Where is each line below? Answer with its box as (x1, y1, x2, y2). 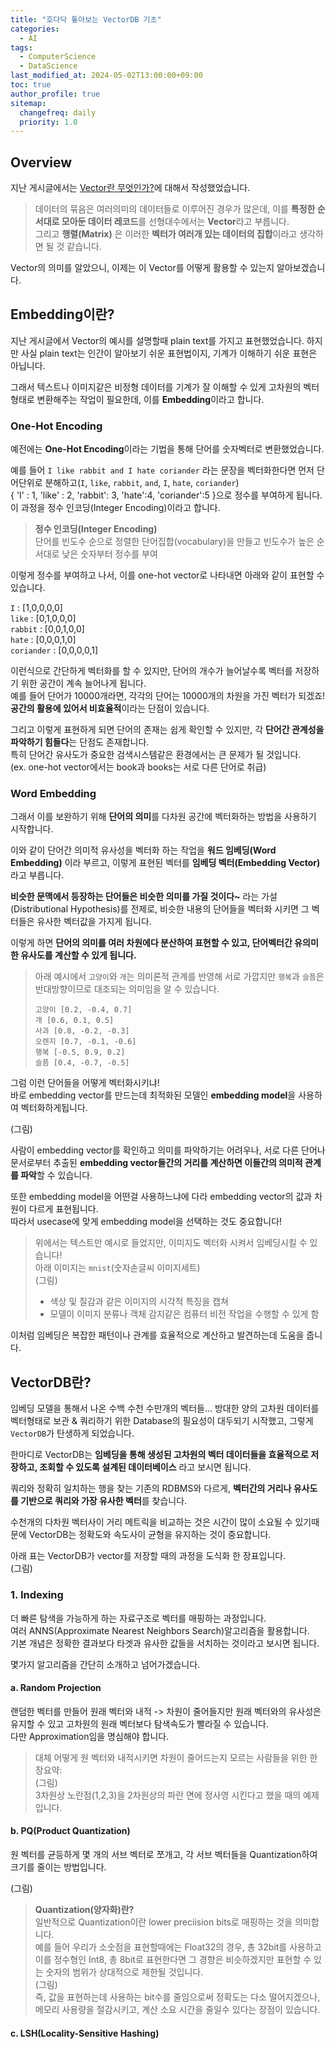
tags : (10, 42, 33, 53)
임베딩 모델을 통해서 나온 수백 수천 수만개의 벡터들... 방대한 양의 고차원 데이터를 (10, 1402, 320, 1415)
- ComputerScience (19, 52, 97, 62)
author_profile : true (10, 89, 101, 99)
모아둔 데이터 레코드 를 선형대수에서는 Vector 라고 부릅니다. (61, 216, 290, 228)
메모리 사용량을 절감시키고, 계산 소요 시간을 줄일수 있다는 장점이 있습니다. (34, 2003, 321, 2015)
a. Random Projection (10, 1682, 102, 1694)
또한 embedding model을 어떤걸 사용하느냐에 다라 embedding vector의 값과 (10, 1191, 313, 1203)
